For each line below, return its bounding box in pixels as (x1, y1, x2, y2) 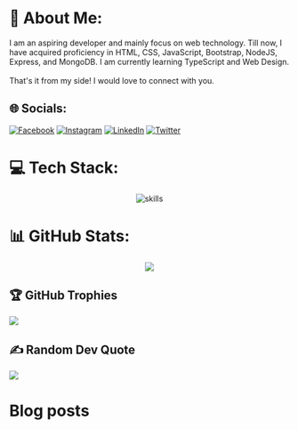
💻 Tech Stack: (9, 158, 119, 177)
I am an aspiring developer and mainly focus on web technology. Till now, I (9, 37, 283, 48)
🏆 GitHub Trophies (9, 288, 118, 304)
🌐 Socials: (9, 101, 68, 117)
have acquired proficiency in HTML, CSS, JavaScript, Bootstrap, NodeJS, (9, 46, 278, 57)
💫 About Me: (9, 8, 103, 28)
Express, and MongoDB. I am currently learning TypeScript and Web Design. (9, 56, 290, 67)
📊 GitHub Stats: (9, 226, 131, 246)
